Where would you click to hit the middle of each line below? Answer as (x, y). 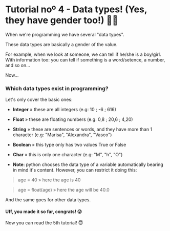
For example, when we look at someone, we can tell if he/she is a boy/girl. (83, 54)
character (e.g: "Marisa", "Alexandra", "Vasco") (62, 135)
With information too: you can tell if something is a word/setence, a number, (85, 59)
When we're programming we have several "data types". (65, 34)
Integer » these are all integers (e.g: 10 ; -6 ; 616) (65, 110)
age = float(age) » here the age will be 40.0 (64, 190)
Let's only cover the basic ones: (39, 100)
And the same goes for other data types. (48, 200)
